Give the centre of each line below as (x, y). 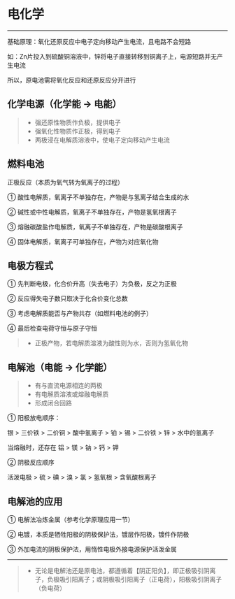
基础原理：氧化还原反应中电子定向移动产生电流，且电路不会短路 (99, 41)
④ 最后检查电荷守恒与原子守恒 (52, 329)
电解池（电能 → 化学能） (60, 367)
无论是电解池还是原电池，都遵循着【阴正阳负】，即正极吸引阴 (122, 571)
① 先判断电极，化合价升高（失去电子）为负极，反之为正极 (92, 284)
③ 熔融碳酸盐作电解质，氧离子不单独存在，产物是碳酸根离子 (95, 226)
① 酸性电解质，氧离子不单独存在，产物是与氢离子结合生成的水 (98, 197)
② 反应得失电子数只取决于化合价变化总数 (67, 298)
